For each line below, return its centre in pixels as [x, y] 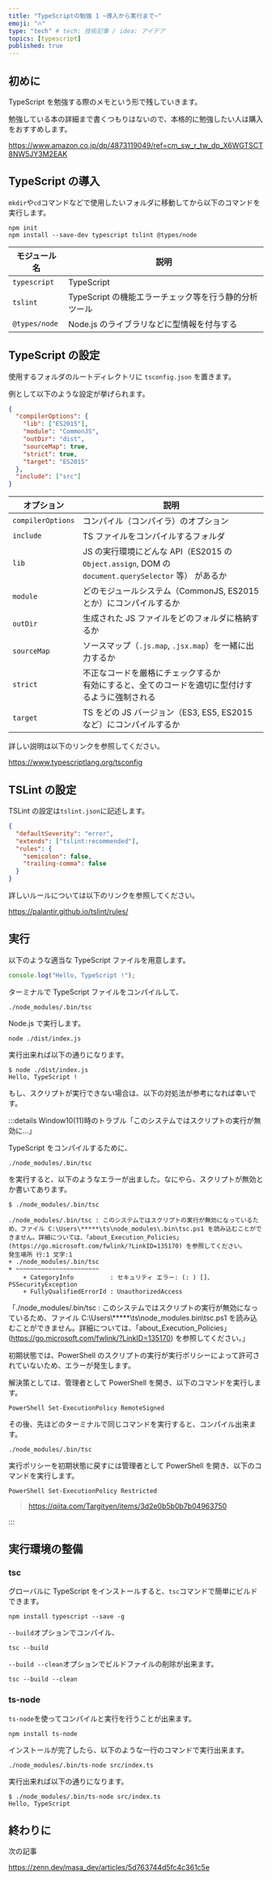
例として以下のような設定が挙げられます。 [79, 393]
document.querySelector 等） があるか [155, 576]
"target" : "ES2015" [56, 461]
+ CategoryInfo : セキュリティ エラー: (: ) [110, 1277]
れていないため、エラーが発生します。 [72, 1365]
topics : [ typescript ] [45, 38]
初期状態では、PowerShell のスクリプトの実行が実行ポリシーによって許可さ [134, 1355]
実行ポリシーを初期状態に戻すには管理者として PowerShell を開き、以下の [132, 1465]
